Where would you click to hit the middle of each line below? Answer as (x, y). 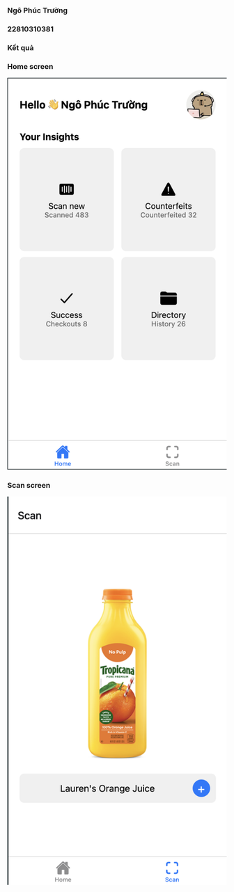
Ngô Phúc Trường (38, 10)
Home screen (30, 66)
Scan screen (29, 485)
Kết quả (21, 47)
